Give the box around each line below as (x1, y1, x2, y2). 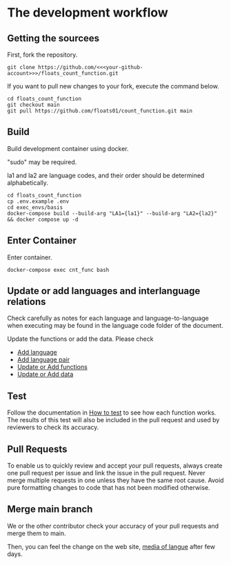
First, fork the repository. (7, 50, 78, 59)
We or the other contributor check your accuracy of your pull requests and (7, 522, 219, 530)
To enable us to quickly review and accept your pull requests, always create (7, 462, 223, 470)
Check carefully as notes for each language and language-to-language (7, 314, 209, 322)
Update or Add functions (17, 363, 88, 371)
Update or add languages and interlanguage (7, 285, 201, 297)
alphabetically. (7, 178, 48, 187)
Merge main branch (7, 504, 93, 515)
